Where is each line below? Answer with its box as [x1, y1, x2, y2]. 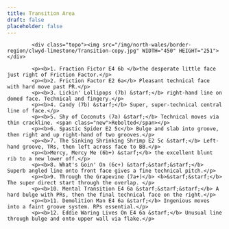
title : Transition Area [7, 10, 75, 17]
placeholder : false [7, 23, 63, 29]
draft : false [7, 16, 45, 23]
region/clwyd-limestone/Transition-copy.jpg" [7, 47, 139, 55]
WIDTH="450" [141, 47, 176, 55]
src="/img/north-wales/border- [101, 42, 192, 49]
